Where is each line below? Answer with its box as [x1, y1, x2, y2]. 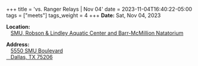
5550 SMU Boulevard [10, 47, 63, 54]
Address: [6, 41, 30, 48]
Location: [6, 24, 30, 30]
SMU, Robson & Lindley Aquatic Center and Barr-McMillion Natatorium [10, 29, 184, 37]
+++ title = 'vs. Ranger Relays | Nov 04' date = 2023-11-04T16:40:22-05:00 [6, 6, 193, 12]
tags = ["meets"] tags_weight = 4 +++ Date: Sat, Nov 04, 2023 [6, 12, 161, 19]
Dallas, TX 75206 [10, 54, 53, 60]
